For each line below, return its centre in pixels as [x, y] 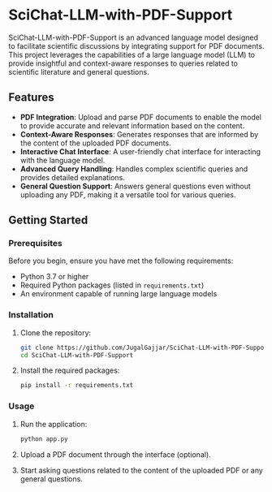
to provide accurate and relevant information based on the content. [132, 125]
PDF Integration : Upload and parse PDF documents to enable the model [141, 117]
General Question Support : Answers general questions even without [136, 186]
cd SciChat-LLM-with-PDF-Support [77, 355]
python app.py [44, 439]
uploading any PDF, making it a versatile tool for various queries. [128, 194]
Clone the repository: [56, 332]
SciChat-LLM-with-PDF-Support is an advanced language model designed [133, 37]
